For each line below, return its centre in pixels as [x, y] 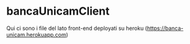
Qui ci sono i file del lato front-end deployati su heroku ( [77, 28]
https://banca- [165, 28]
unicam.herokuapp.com [36, 34]
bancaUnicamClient [58, 11]
